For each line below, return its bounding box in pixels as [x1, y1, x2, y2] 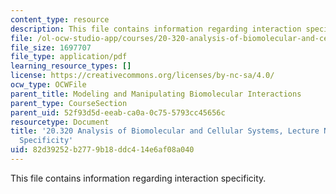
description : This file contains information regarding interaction [10, 24, 302, 34]
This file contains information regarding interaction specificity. [10, 172, 267, 184]
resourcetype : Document [10, 117, 110, 127]
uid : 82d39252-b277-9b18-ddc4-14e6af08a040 [10, 145, 195, 155]
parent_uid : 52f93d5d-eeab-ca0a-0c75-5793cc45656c [10, 107, 226, 118]
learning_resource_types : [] [10, 61, 132, 71]
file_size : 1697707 [10, 42, 92, 53]
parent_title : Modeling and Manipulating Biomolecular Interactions [10, 89, 302, 99]
